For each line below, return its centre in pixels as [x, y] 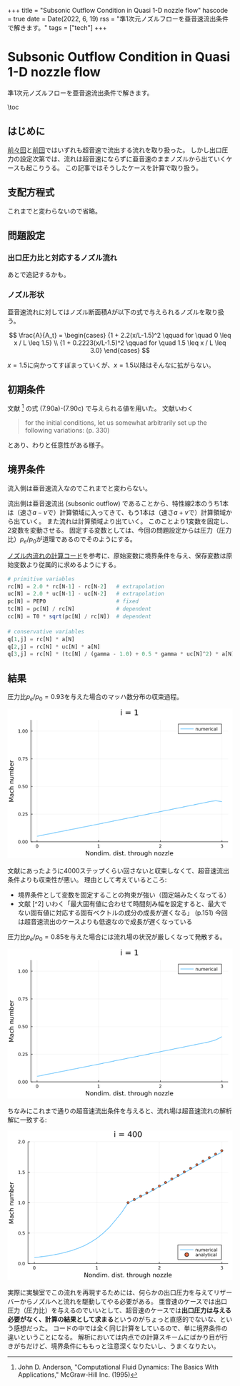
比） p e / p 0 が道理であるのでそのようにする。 [72, 540]
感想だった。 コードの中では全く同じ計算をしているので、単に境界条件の [120, 1328]
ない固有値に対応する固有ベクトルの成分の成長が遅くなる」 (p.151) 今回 [122, 913]
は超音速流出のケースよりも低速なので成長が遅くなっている [105, 921]
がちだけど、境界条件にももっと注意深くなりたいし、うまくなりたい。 [116, 1346]
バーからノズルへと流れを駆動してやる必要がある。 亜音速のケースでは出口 [117, 1301]
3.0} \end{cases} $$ [120, 350]
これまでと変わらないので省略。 [54, 211]
